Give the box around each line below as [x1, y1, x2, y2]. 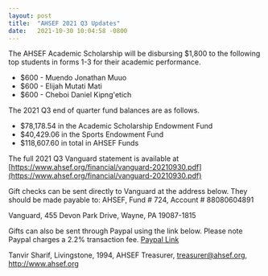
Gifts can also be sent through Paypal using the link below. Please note [8, 226, 243, 236]
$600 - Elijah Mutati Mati [19, 81, 102, 91]
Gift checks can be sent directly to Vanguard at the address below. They [8, 187, 248, 196]
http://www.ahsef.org [8, 259, 79, 269]
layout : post [8, 11, 52, 20]
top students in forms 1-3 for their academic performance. [8, 57, 201, 67]
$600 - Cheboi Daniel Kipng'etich [19, 90, 132, 100]
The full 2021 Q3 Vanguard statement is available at [8, 154, 179, 163]
